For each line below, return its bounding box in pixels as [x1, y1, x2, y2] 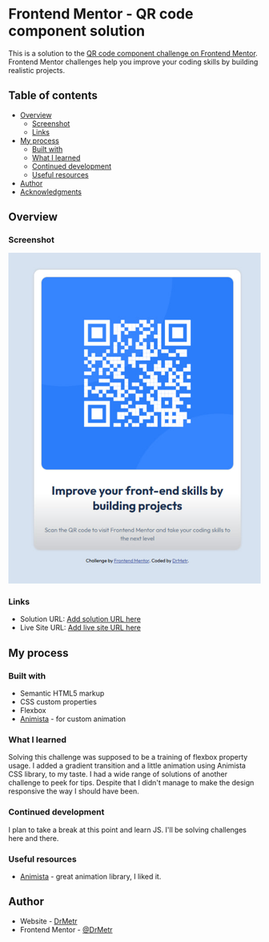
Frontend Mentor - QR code [8, 5, 194, 23]
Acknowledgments [19, 186, 82, 197]
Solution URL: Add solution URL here [19, 614, 142, 624]
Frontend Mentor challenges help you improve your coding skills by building [8, 57, 259, 67]
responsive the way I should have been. [8, 786, 139, 796]
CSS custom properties [19, 697, 98, 707]
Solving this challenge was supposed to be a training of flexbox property [8, 752, 248, 762]
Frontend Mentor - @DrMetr [19, 924, 114, 934]
